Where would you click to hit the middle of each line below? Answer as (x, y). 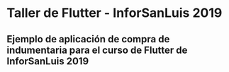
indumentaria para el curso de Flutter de (97, 50)
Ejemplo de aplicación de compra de (88, 39)
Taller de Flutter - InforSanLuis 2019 (114, 13)
